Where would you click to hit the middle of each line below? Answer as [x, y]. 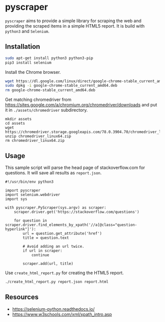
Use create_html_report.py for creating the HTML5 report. [65, 273]
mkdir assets [18, 119]
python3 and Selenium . [27, 31]
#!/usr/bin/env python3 [29, 182]
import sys [16, 199]
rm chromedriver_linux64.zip [35, 141]
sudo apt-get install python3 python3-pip [49, 58]
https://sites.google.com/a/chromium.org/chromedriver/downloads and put [81, 105]
